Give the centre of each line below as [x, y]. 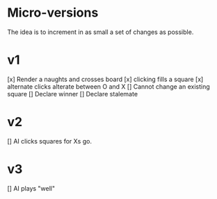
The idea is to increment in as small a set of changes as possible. [101, 32]
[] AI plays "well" [31, 188]
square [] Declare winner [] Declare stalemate [72, 94]
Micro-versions [53, 13]
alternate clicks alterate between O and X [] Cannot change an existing [108, 86]
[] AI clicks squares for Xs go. [50, 141]
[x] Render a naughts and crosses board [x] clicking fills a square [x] [105, 79]
